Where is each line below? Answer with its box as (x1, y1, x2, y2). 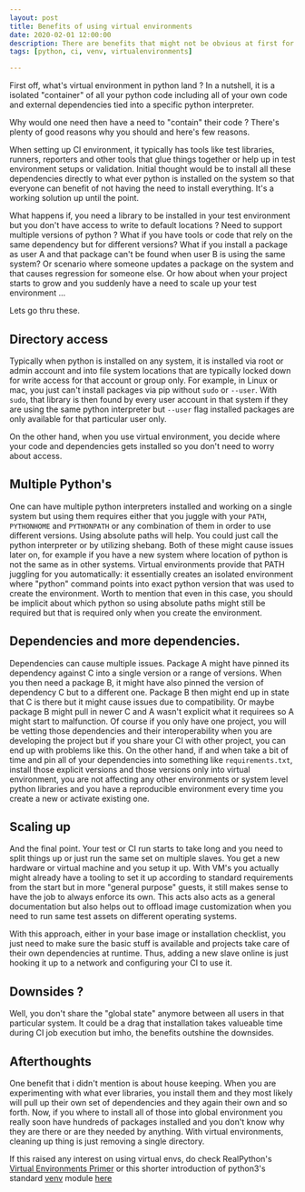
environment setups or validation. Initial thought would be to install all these (9, 164, 291, 175)
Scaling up (9, 819, 71, 835)
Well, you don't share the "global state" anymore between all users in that (9, 1008, 284, 1019)
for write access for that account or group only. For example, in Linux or (9, 375, 279, 386)
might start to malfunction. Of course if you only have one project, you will (9, 716, 287, 726)
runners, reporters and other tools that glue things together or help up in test (9, 154, 296, 165)
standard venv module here (9, 1173, 113, 1183)
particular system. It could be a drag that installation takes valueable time (9, 1017, 283, 1028)
